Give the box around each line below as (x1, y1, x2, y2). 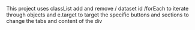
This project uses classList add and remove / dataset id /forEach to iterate (6, 5, 189, 12)
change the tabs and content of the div (6, 18, 103, 24)
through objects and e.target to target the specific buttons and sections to (6, 11, 189, 18)
